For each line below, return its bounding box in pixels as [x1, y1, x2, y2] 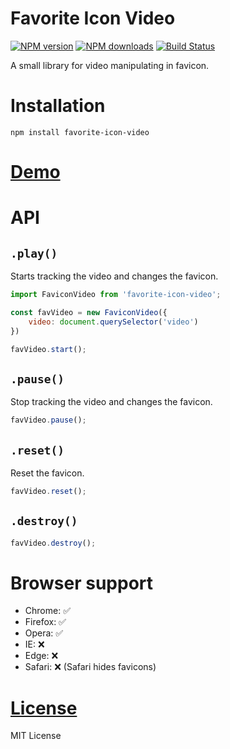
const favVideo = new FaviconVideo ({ [10, 307, 168, 317]
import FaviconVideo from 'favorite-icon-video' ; [10, 290, 222, 300]
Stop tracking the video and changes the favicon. [10, 396, 213, 408]
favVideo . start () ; [10, 344, 87, 354]
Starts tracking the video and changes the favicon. [10, 270, 219, 282]
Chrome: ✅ [24, 605, 71, 617]
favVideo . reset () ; [10, 486, 87, 496]
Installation [10, 95, 106, 117]
